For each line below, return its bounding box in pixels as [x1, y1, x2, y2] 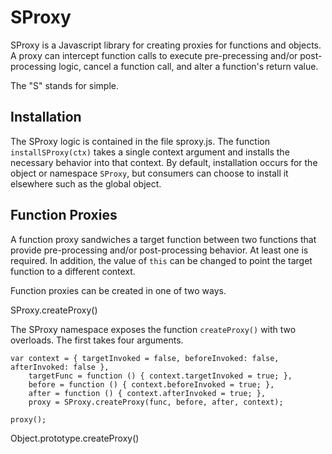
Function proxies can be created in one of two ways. [10, 284, 227, 296]
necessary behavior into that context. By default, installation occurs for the [10, 156, 318, 168]
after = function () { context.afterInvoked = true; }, [28, 388, 267, 398]
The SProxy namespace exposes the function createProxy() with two [10, 323, 297, 335]
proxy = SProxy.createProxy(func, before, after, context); [28, 397, 284, 407]
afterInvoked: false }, [10, 362, 110, 372]
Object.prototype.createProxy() [10, 432, 140, 444]
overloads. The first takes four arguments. [10, 334, 184, 346]
